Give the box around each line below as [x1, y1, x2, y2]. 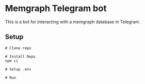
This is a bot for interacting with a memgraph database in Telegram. [5, 19, 141, 25]
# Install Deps [5, 54, 36, 59]
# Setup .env [5, 67, 32, 71]
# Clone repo [5, 45, 32, 51]
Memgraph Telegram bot [5, 3, 107, 14]
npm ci [5, 58, 18, 63]
